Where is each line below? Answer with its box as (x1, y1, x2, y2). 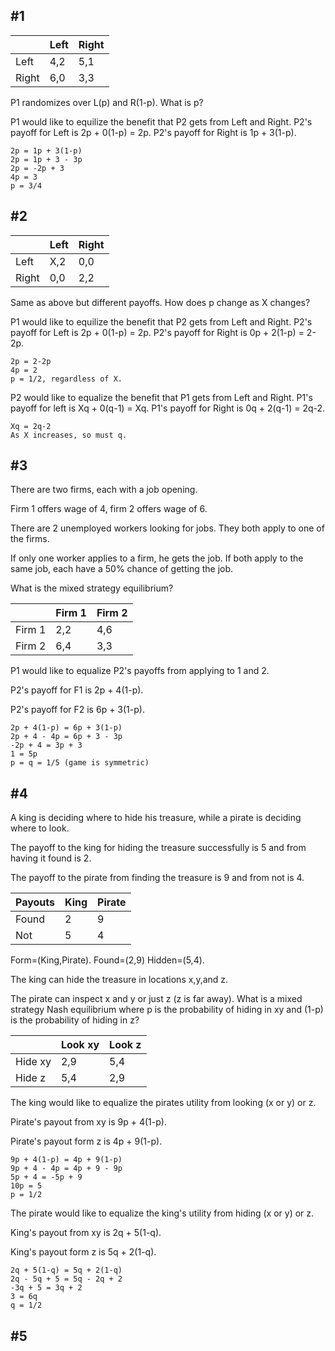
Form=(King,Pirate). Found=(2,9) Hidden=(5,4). (10, 954, 205, 966)
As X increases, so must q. (10, 430, 128, 440)
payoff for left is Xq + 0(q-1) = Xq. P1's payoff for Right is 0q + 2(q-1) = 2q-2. (10, 402, 326, 414)
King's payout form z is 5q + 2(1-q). (10, 1246, 157, 1258)
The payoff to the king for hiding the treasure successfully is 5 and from (10, 842, 307, 854)
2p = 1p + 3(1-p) (10, 145, 83, 156)
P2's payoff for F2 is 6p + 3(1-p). (10, 704, 145, 716)
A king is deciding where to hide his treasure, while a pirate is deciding (10, 812, 302, 824)
